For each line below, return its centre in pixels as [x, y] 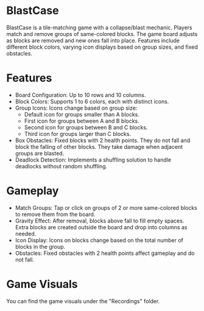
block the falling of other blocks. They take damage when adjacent [99, 146]
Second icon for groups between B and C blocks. [86, 127]
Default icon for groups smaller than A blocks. [82, 114]
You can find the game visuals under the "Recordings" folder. [83, 301]
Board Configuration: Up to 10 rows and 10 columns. [80, 95]
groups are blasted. [40, 153]
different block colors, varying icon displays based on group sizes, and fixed [102, 47]
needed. [26, 234]
